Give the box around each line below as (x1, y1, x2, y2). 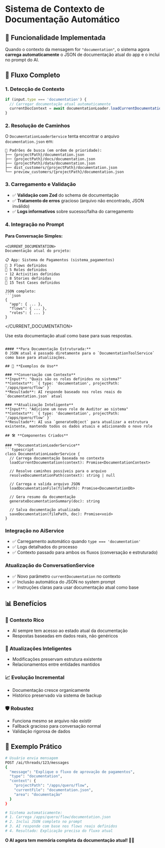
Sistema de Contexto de (5, 3, 105, 15)
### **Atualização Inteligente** (5, 402, 74, 407)
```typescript (5, 447, 34, 452)
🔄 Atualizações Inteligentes (5, 645, 72, 652)
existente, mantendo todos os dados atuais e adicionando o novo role (5, 424, 153, 429)
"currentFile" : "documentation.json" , (14, 788, 93, 793)
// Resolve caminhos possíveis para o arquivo (9, 468, 107, 473)
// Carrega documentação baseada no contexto (9, 456, 105, 461)
